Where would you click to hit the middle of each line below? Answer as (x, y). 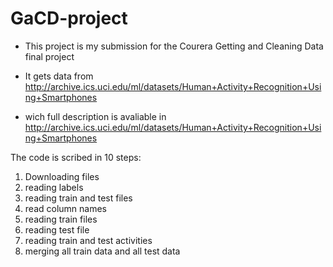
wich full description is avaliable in (95, 116)
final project (49, 56)
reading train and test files (78, 198)
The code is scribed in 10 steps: (76, 157)
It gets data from (59, 76)
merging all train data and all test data (102, 251)
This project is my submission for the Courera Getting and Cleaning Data (174, 46)
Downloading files (62, 176)
